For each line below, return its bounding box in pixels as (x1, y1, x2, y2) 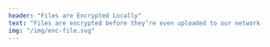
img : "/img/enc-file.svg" (8, 26, 95, 34)
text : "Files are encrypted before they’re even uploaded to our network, (8, 19, 264, 27)
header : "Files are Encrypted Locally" (8, 11, 142, 20)
